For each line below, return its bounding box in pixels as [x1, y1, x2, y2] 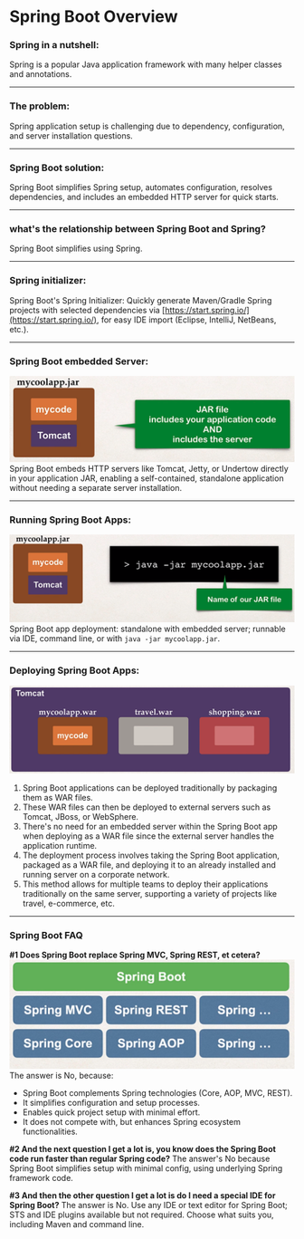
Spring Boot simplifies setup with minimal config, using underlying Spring [9, 1162, 283, 1174]
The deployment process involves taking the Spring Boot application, [22, 850, 280, 860]
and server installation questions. [9, 130, 133, 141]
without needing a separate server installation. [9, 483, 183, 494]
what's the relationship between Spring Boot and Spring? [9, 223, 267, 235]
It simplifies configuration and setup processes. [22, 1097, 201, 1108]
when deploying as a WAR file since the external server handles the [22, 831, 274, 841]
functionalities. [22, 1126, 79, 1137]
